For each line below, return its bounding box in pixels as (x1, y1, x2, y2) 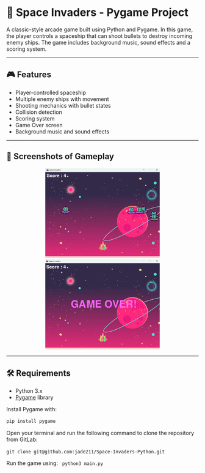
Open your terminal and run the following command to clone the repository (6, 429, 195, 436)
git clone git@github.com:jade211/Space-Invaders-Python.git (6, 449, 165, 455)
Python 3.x (15, 387, 43, 395)
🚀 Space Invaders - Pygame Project (6, 6, 189, 20)
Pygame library (15, 394, 54, 401)
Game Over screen (15, 121, 63, 128)
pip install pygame (6, 419, 56, 425)
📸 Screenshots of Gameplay (6, 151, 115, 162)
